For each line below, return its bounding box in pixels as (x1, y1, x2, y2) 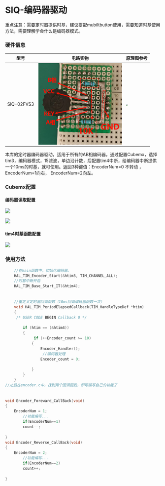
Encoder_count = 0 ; (40, 357, 80, 362)
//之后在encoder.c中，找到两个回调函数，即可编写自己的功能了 (5, 382, 118, 388)
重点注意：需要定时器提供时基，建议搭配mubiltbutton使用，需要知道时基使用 (5, 22, 161, 28)
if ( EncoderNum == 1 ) (23, 419, 61, 424)
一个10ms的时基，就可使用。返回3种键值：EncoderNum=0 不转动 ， (5, 164, 144, 170)
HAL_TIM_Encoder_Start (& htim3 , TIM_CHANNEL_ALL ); (14, 273, 118, 278)
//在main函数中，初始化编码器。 (14, 268, 71, 273)
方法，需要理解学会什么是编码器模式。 (5, 28, 83, 34)
